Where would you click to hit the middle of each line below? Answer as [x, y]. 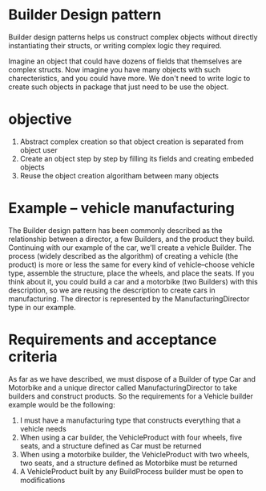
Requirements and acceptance [113, 340]
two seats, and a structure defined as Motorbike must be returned [129, 463]
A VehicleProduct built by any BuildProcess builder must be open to [131, 471]
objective [40, 119]
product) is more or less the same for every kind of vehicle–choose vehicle [131, 264]
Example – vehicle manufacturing [121, 209]
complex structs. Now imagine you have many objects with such [115, 69]
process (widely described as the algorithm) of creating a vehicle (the [123, 256]
